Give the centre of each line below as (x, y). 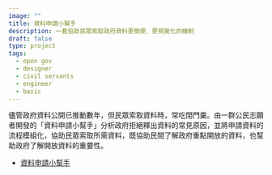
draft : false (30, 38)
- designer (34, 69)
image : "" (25, 16)
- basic (29, 91)
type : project (32, 46)
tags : (17, 53)
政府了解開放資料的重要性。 (61, 146)
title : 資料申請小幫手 (42, 23)
